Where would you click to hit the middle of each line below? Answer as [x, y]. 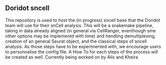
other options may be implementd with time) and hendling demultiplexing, [81, 36]
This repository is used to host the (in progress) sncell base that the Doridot [83, 20]
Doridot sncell [27, 8]
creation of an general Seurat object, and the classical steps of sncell [76, 41]
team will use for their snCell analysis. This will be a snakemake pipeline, [80, 25]
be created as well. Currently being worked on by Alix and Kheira [72, 57]
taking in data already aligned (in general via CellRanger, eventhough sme [81, 31]
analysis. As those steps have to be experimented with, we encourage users [83, 46]
